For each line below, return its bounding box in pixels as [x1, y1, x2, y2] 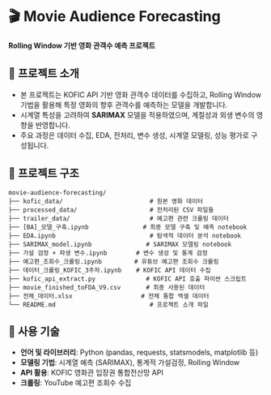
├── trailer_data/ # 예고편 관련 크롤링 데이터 [8, 214, 229, 222]
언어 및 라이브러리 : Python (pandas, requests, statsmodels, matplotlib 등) [19, 347, 259, 358]
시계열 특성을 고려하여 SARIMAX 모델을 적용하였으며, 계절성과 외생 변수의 [19, 109, 255, 119]
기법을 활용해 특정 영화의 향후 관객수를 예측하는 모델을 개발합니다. [19, 100, 228, 109]
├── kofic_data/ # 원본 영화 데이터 [8, 197, 204, 205]
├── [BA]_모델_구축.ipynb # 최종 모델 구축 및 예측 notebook [8, 223, 248, 231]
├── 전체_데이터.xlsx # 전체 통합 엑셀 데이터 [8, 292, 210, 300]
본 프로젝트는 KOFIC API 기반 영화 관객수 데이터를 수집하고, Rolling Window [19, 89, 261, 99]
